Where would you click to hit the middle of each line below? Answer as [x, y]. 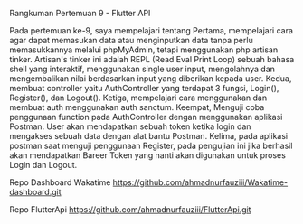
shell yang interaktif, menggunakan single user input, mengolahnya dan [142, 69]
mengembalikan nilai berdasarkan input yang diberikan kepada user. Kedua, [151, 79]
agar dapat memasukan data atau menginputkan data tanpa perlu [131, 40]
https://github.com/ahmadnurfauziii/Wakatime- [200, 182]
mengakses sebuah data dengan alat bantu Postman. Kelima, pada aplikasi [148, 136]
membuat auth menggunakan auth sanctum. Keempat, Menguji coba [137, 107]
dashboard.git [35, 192]
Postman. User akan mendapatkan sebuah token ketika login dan [130, 126]
